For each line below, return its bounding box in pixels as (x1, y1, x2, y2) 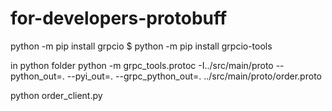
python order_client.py (10, 89, 103, 101)
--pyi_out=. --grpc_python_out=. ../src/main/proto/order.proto (66, 70, 322, 82)
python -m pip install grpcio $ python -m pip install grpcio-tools (10, 40, 273, 52)
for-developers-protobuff (10, 7, 228, 30)
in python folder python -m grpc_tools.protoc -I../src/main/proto (10, 59, 274, 71)
